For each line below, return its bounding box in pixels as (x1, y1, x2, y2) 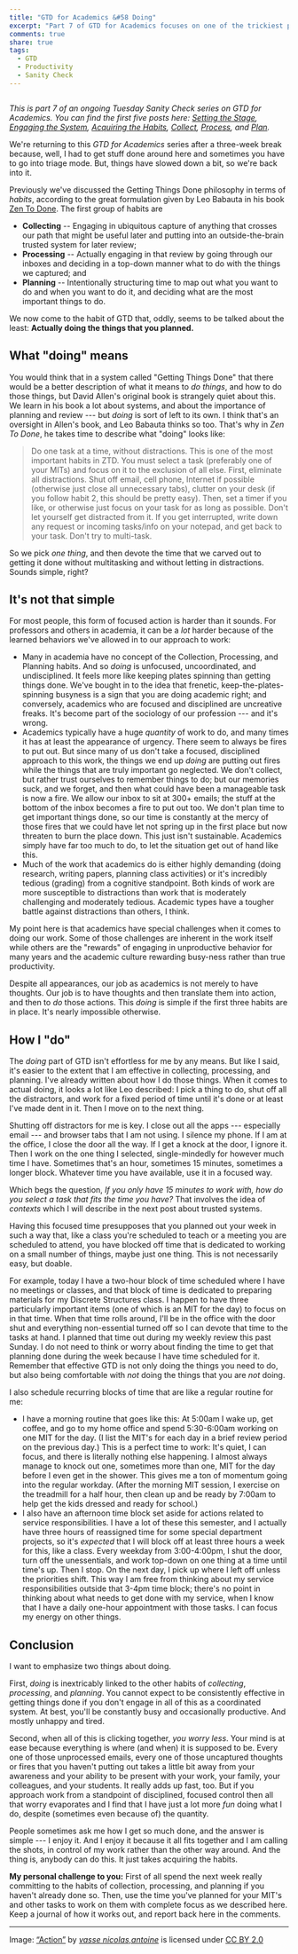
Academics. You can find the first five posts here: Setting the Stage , (9, 112, 258, 122)
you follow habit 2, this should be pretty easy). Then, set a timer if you (30, 492, 287, 503)
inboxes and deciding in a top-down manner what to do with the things (21, 258, 281, 269)
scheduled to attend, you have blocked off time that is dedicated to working (9, 1240, 286, 1250)
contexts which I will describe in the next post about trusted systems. (9, 1203, 263, 1214)
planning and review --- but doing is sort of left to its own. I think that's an (9, 409, 279, 420)
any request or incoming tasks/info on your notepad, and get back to (30, 521, 282, 532)
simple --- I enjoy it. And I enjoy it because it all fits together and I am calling (9, 1835, 288, 1846)
